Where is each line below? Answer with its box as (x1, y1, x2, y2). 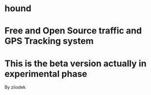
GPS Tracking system (4, 36, 94, 47)
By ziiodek (4, 84, 26, 90)
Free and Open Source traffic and (4, 25, 142, 37)
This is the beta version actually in (4, 58, 147, 69)
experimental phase (4, 68, 87, 79)
